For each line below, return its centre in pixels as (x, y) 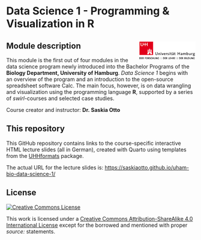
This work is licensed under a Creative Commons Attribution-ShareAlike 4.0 (100, 218)
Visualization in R (50, 24)
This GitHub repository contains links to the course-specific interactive (94, 143)
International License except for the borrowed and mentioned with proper (97, 225)
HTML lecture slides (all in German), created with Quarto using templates (97, 149)
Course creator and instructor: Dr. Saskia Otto (63, 110)
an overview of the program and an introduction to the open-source (90, 79)
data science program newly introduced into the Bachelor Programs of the (98, 66)
